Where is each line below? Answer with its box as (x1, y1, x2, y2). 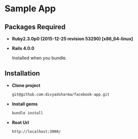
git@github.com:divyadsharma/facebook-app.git (11, 92, 110, 97)
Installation (4, 69, 40, 78)
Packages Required (4, 23, 66, 31)
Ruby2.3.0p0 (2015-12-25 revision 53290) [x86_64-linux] (11, 36, 133, 42)
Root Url (11, 119, 29, 125)
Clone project (11, 82, 41, 88)
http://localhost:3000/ (11, 129, 61, 134)
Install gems (11, 101, 38, 107)
